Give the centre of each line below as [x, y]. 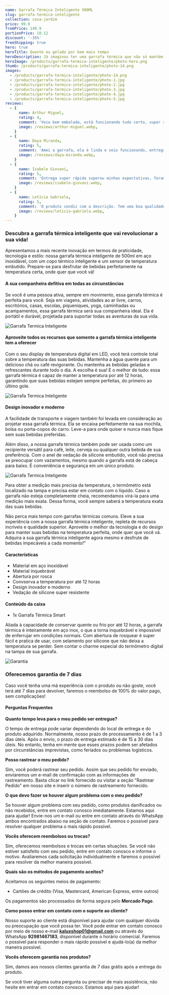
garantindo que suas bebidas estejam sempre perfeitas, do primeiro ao [79, 380]
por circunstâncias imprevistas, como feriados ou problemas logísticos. [79, 750]
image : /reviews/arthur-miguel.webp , [58, 127]
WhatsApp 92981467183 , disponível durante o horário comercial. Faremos [83, 936]
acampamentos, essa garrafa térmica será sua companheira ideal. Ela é [79, 311]
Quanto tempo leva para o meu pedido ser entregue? [61, 719]
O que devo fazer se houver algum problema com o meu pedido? [74, 795]
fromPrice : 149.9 [23, 29]
